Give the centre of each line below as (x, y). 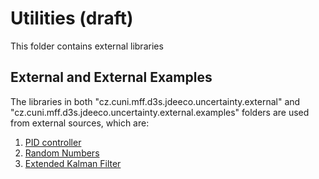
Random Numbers (62, 153)
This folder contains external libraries (87, 46)
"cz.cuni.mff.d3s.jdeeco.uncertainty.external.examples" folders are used (160, 112)
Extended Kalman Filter (73, 163)
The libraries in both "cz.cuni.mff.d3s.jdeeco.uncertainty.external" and (155, 101)
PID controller (53, 142)
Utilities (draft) (72, 18)
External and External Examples (111, 77)
